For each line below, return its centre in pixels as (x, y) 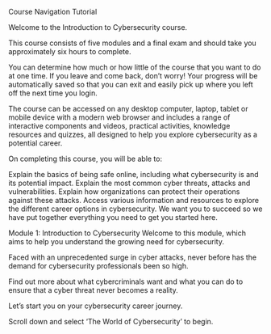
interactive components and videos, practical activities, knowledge (119, 126)
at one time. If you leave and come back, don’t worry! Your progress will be (133, 76)
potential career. (35, 143)
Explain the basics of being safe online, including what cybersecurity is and (134, 174)
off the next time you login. (53, 93)
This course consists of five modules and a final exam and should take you (132, 43)
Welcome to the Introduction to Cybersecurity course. (98, 27)
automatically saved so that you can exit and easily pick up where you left (131, 85)
